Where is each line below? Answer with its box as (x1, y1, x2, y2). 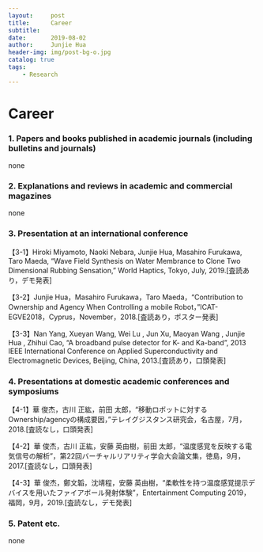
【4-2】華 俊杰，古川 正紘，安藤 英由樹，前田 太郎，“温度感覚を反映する (8, 441, 246, 451)
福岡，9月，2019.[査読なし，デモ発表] (8, 498, 133, 507)
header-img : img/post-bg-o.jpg (8, 48, 111, 56)
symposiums (8, 386, 59, 397)
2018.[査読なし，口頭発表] (8, 424, 93, 434)
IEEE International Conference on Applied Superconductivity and (8, 346, 219, 356)
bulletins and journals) (8, 143, 96, 154)
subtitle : (8, 26, 41, 34)
